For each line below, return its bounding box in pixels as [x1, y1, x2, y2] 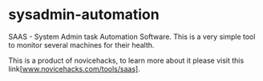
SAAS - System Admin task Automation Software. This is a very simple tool [8, 32, 256, 41]
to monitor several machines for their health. [8, 40, 155, 49]
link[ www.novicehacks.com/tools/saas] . [8, 64, 140, 73]
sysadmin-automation [8, 6, 160, 24]
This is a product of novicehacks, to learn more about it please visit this [8, 56, 245, 65]
